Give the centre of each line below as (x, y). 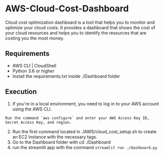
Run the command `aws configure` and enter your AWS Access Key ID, (77, 118)
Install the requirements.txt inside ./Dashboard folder (66, 76)
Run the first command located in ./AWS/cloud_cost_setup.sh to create (84, 131)
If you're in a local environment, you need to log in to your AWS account (86, 103)
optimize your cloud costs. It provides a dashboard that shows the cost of (80, 27)
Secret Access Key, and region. (38, 122)
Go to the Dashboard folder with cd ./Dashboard (61, 142)
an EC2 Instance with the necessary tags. (55, 137)
